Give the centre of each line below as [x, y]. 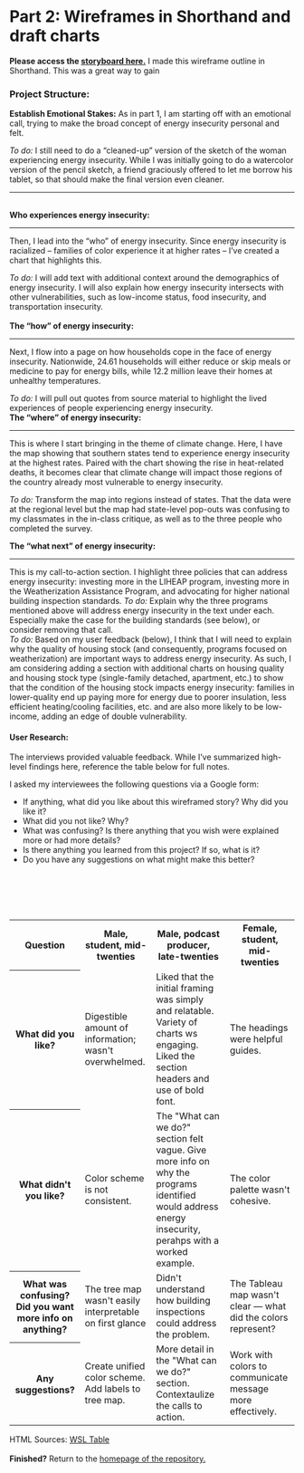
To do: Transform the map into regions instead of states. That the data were [150, 500]
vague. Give [181, 1150]
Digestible [106, 1017]
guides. [245, 1050]
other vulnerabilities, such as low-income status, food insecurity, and [138, 297]
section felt [180, 1139]
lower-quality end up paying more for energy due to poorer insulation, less [148, 697]
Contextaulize [185, 1394]
